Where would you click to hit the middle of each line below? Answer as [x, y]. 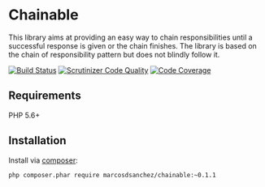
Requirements [45, 96]
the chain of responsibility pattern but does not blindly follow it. [114, 54]
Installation [37, 140]
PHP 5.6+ [24, 115]
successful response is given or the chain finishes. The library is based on [133, 45]
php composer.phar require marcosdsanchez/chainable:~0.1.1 [113, 175]
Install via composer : [43, 160]
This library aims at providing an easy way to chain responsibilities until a [131, 37]
